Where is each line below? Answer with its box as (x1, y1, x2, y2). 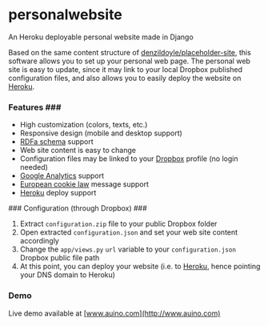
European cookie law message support (19, 179, 150, 189)
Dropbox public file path (19, 253, 100, 263)
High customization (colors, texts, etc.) (19, 120, 148, 130)
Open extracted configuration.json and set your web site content (19, 227, 238, 237)
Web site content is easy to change (19, 146, 136, 155)
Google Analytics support (19, 171, 105, 181)
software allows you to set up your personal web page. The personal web (8, 56, 250, 66)
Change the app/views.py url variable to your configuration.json (19, 244, 236, 254)
